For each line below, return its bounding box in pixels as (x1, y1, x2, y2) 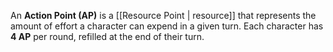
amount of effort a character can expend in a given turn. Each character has (10, 20, 324, 32)
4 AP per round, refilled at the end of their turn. (10, 31, 205, 42)
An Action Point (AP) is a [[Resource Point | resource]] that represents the (10, 10, 317, 21)
